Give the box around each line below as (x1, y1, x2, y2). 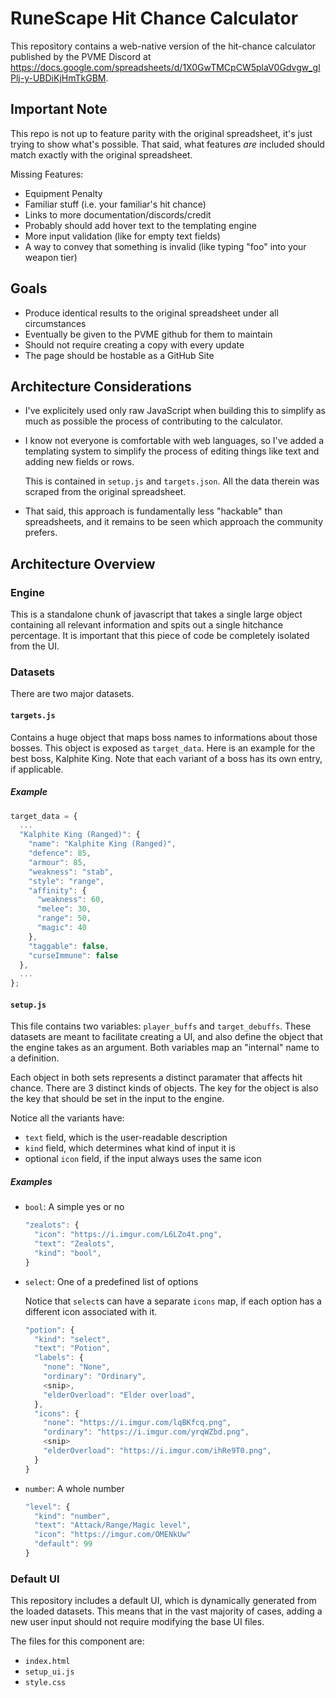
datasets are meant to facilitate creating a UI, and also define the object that (10, 1031, 323, 1043)
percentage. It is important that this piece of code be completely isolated (10, 630, 310, 642)
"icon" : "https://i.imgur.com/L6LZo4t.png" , (34, 1230, 223, 1240)
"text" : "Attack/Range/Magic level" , (34, 1520, 192, 1531)
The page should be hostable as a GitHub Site (24, 349, 215, 361)
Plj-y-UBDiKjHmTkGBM (10, 72, 107, 84)
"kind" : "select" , (34, 1334, 111, 1344)
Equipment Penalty (24, 187, 103, 199)
